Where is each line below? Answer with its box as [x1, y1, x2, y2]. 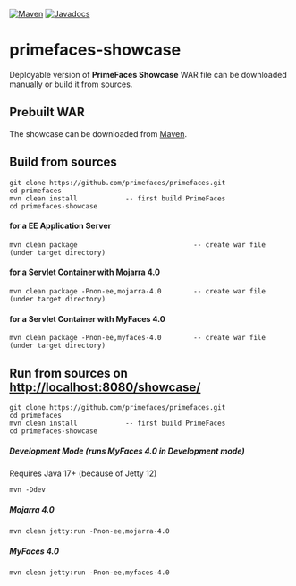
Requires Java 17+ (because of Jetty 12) [9, 468, 157, 479]
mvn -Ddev [9, 485, 47, 494]
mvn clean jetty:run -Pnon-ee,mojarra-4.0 [9, 526, 170, 536]
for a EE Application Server [9, 220, 112, 232]
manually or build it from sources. [9, 79, 133, 89]
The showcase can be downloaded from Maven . [9, 128, 188, 139]
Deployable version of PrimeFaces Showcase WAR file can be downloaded [9, 69, 288, 80]
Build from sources [9, 155, 118, 170]
